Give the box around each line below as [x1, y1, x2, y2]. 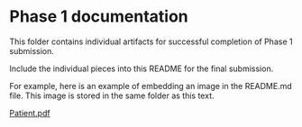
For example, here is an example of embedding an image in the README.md [9, 80, 293, 91]
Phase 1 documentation [9, 6, 189, 27]
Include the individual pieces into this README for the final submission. [9, 63, 274, 74]
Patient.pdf [9, 107, 51, 118]
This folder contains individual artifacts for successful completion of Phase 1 [9, 36, 293, 47]
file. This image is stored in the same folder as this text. [9, 90, 215, 101]
